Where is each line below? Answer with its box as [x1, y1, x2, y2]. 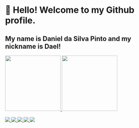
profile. [5, 15, 36, 26]
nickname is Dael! [5, 42, 61, 51]
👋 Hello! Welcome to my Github [5, 4, 135, 16]
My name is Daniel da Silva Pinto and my [5, 34, 132, 43]
